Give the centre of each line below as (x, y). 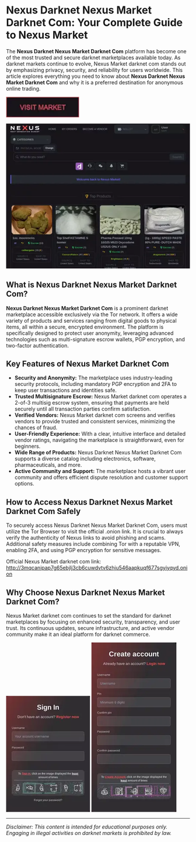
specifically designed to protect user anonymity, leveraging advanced (90, 333)
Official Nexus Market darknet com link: (54, 562)
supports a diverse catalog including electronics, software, (85, 459)
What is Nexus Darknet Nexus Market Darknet (92, 285)
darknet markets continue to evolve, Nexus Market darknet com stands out (96, 64)
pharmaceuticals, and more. (48, 465)
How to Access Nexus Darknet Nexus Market (90, 502)
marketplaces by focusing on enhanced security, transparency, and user (93, 622)
